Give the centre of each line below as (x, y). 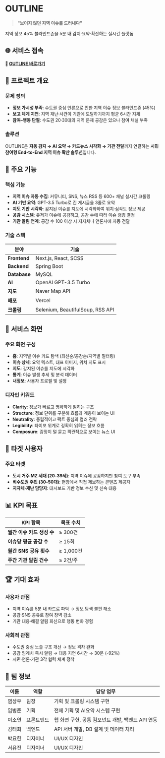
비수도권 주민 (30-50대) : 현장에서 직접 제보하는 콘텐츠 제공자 (71, 482)
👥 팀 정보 (18, 676)
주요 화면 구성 (21, 344)
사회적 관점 (18, 635)
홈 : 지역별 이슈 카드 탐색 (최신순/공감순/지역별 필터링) (64, 356)
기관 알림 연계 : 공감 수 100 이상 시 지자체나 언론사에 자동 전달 (71, 221)
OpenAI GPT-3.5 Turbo (63, 282)
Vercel (43, 300)
